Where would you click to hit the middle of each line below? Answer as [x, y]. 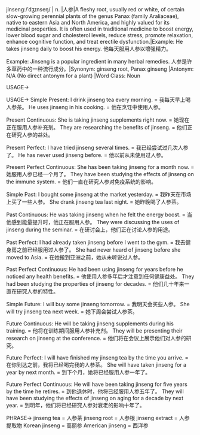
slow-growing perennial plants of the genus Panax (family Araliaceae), [93, 16]
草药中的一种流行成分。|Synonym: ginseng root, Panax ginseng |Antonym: [102, 69]
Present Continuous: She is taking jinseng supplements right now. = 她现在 [98, 120]
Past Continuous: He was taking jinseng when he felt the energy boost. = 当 [99, 215]
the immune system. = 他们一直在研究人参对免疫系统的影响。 [81, 182]
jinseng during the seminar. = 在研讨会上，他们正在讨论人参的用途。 [90, 229]
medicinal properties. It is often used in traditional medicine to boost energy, [100, 29]
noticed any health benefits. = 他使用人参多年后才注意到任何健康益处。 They [100, 276]
